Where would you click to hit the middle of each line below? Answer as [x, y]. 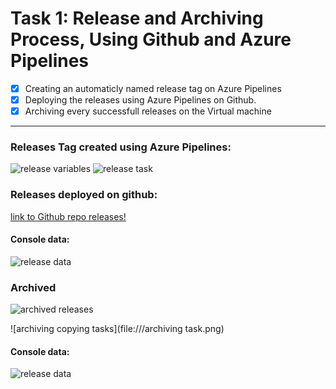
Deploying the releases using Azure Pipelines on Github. [140, 100]
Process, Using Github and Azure [151, 39]
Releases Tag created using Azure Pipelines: [121, 147]
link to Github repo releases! [68, 216]
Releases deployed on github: [84, 195]
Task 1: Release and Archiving [137, 18]
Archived [33, 287]
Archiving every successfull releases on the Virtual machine [148, 111]
